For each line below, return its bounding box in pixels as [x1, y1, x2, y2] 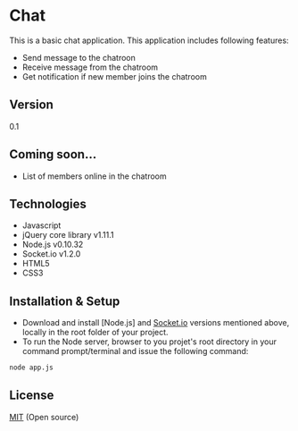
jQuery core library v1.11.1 [21, 230, 114, 241]
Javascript [21, 220, 62, 231]
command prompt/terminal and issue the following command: [21, 346, 249, 357]
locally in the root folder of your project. [21, 327, 169, 338]
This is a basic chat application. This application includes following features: [9, 35, 289, 46]
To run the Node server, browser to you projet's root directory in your [21, 336, 277, 347]
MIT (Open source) [9, 411, 79, 422]
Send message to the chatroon [21, 52, 137, 63]
